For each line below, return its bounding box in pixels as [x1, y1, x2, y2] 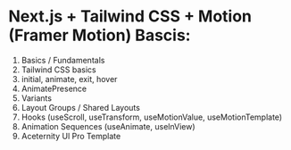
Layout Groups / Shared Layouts [21, 102, 140, 112]
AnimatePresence [21, 83, 87, 94]
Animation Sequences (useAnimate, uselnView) [21, 121, 195, 131]
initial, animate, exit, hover [21, 73, 118, 84]
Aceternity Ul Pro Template [21, 130, 121, 141]
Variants [21, 92, 53, 104]
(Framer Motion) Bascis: [8, 25, 191, 46]
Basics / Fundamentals [21, 54, 105, 65]
